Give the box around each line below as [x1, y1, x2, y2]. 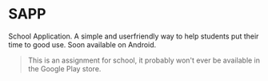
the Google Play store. [27, 63, 102, 73]
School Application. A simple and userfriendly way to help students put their [8, 31, 259, 41]
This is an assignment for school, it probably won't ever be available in [27, 55, 261, 65]
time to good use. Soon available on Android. [8, 39, 157, 49]
